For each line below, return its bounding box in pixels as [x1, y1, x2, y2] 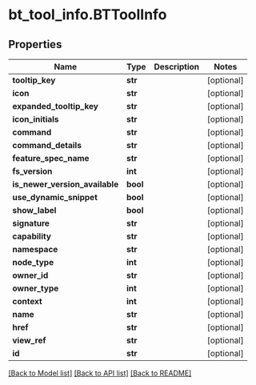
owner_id [12, 270, 49, 281]
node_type [12, 257, 54, 267]
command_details [12, 140, 82, 150]
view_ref [12, 335, 46, 346]
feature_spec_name [12, 153, 90, 163]
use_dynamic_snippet [12, 192, 98, 203]
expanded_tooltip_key [12, 101, 98, 111]
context [12, 296, 42, 307]
